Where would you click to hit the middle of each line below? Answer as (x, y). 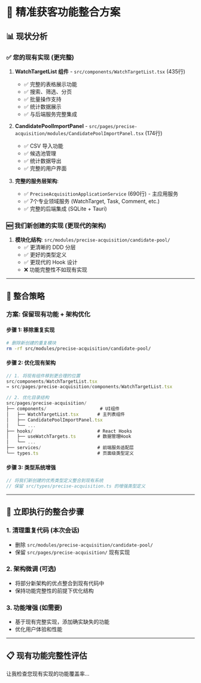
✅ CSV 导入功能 (44, 146)
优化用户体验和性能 (39, 629)
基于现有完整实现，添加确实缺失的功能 (62, 622)
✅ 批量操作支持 (42, 99)
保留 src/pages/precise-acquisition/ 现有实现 (72, 552)
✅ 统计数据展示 (42, 106)
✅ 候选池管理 (40, 153)
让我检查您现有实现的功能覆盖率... (48, 673)
